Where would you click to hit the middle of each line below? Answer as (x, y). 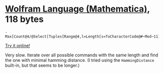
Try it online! (18, 45)
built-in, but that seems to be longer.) (42, 65)
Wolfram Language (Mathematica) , (77, 9)
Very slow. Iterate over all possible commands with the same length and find (82, 55)
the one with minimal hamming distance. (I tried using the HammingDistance (80, 60)
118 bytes (24, 19)
